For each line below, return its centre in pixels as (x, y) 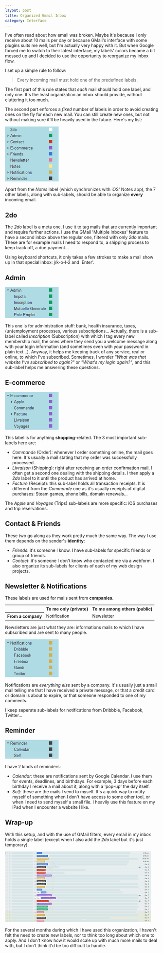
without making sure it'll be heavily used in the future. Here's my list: (74, 120)
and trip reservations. (27, 508)
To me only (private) (67, 609)
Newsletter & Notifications (46, 586)
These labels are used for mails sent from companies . (59, 598)
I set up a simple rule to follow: (36, 70)
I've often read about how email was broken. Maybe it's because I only (76, 35)
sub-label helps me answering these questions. (53, 367)
